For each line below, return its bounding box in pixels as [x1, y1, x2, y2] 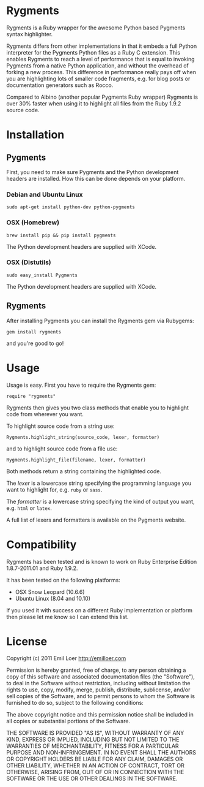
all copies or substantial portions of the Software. [6, 718, 130, 725]
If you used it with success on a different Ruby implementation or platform [6, 606, 192, 614]
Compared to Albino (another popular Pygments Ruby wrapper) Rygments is [6, 93, 199, 101]
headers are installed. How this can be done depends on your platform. [6, 175, 186, 182]
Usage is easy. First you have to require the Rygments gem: [6, 381, 156, 389]
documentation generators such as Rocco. [6, 81, 114, 89]
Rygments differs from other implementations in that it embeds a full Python [6, 42, 197, 50]
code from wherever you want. [6, 410, 84, 417]
